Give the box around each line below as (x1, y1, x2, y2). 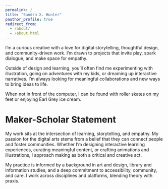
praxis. (5, 177, 20, 184)
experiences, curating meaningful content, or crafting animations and (5, 147, 149, 153)
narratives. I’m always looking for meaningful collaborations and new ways (5, 76, 160, 82)
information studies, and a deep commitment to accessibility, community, (5, 167, 157, 173)
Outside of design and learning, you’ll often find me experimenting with (5, 65, 153, 71)
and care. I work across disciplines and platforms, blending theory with (5, 172, 153, 178)
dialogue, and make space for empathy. (5, 55, 88, 61)
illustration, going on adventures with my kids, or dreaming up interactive (5, 71, 157, 76)
